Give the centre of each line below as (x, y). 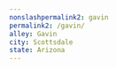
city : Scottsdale (41, 42)
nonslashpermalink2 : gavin (59, 17)
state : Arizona (37, 50)
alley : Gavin (33, 34)
